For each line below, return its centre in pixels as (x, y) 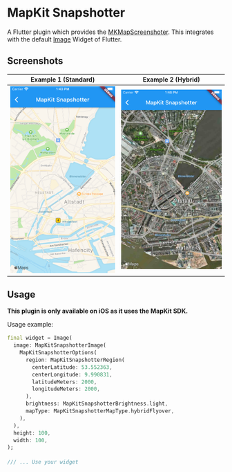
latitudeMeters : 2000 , (65, 382)
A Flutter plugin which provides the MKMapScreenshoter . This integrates (110, 32)
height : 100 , (32, 433)
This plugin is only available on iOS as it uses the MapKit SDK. (98, 311)
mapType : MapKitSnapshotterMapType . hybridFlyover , (100, 411)
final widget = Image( (40, 338)
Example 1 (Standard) (63, 80)
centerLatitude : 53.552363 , (72, 367)
